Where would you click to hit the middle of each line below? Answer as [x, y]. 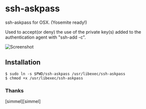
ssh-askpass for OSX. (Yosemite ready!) [46, 22]
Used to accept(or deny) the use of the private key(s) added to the [73, 32]
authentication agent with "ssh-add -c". [45, 37]
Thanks [14, 91]
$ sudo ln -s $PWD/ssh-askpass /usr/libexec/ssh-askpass [65, 74]
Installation [23, 62]
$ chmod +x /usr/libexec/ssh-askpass [44, 78]
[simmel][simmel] [23, 102]
